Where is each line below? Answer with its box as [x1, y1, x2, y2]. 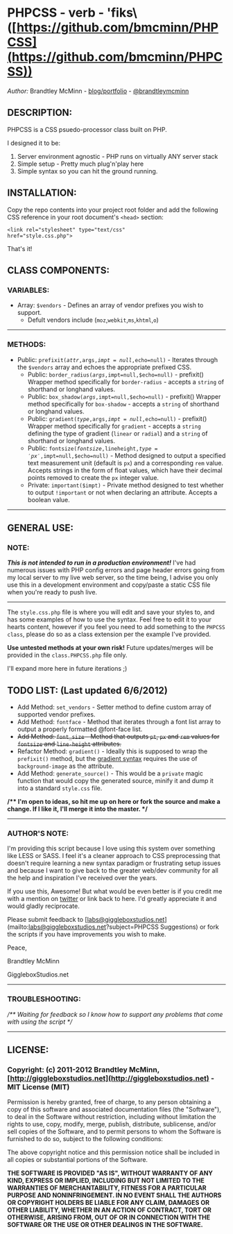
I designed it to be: [7, 139, 61, 147]
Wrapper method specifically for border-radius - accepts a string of [27, 377, 224, 386]
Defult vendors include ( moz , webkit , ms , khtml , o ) [27, 316, 159, 324]
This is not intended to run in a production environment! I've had [7, 558, 196, 567]
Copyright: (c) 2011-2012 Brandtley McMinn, [7, 1065, 159, 1074]
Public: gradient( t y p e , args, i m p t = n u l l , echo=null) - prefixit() [27, 414, 207, 422]
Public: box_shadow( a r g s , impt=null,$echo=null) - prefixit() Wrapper [27, 392, 221, 400]
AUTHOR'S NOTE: [7, 828, 69, 838]
